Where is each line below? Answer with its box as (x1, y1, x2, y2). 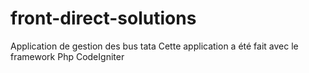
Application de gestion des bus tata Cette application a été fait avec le (10, 40, 299, 52)
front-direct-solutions (10, 7, 197, 30)
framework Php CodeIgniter (10, 50, 125, 62)
